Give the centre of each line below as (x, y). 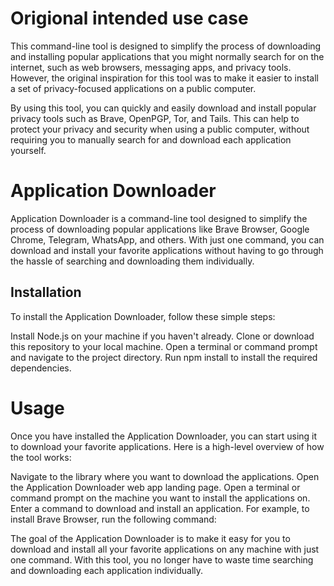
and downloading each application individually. (107, 570)
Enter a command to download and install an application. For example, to (160, 508)
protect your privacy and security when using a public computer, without (160, 129)
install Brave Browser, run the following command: (113, 519)
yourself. (28, 150)
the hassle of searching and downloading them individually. (132, 261)
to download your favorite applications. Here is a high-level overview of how (167, 446)
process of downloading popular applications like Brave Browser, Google (160, 229)
